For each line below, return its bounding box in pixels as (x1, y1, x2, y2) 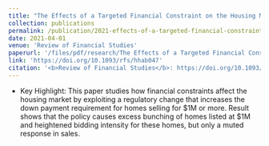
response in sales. (19, 128, 80, 138)
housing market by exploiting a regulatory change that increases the (19, 94, 246, 104)
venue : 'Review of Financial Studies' (8, 42, 138, 50)
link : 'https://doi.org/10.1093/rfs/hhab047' (8, 57, 163, 65)
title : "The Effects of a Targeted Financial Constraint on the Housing (8, 11, 256, 20)
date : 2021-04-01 (8, 34, 66, 43)
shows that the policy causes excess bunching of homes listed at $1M (19, 112, 251, 121)
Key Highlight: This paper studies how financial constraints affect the (19, 86, 247, 95)
